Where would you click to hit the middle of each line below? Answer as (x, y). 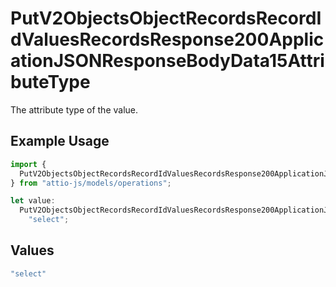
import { (28, 164)
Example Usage (60, 141)
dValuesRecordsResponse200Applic (167, 39)
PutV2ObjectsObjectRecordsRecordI (166, 18)
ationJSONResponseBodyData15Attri (167, 61)
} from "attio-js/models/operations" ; (91, 183)
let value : (33, 201)
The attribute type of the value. (74, 109)
